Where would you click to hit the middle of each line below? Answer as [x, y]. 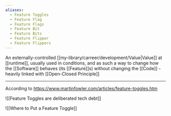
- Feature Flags [27, 24]
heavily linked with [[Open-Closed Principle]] [52, 74]
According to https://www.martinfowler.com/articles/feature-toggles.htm [81, 88]
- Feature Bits [26, 34]
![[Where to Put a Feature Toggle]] [41, 108]
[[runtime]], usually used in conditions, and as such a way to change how [82, 63]
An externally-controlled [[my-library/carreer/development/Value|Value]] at [84, 57]
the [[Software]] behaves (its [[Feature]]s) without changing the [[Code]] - [83, 68]
